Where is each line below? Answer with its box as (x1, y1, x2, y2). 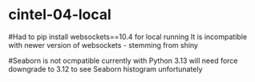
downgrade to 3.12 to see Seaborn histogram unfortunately (8, 64, 203, 73)
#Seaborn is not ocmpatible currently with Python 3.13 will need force (8, 56, 238, 65)
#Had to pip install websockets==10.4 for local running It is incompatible (8, 32, 247, 41)
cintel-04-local (8, 6, 112, 24)
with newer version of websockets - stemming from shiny (8, 40, 199, 49)
